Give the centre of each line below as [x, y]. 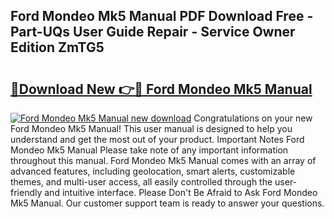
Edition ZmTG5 [57, 47]
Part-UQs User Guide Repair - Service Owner [153, 32]
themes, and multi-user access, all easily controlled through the [141, 182]
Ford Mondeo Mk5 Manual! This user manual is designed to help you [151, 128]
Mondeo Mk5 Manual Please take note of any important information [149, 150]
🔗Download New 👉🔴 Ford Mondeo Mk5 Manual [161, 89]
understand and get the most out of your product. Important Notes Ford [157, 139]
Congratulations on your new [253, 118]
